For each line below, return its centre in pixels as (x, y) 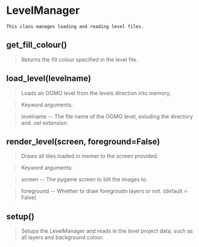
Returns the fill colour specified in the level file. (79, 59)
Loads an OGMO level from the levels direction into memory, (96, 93)
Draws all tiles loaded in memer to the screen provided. (90, 156)
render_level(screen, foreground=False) (83, 141)
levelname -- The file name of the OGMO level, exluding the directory (107, 116)
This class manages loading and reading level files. (75, 27)
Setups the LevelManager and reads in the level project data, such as (107, 231)
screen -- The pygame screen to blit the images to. (84, 180)
